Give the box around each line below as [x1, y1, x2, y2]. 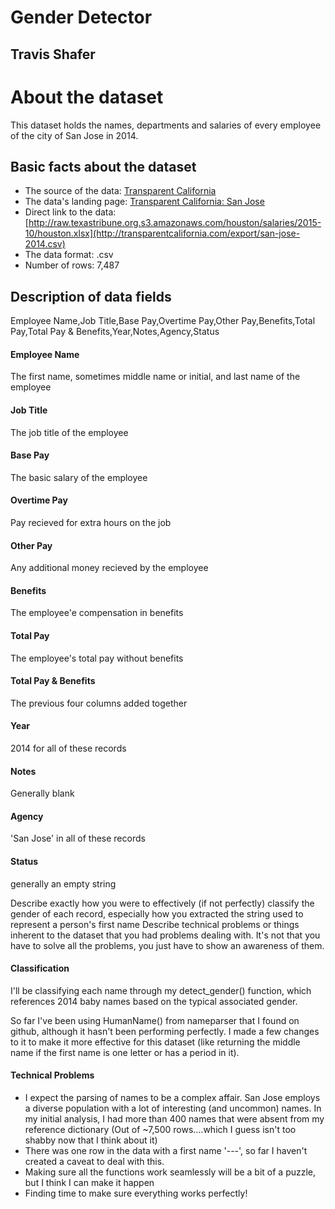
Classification [10, 962, 70, 975]
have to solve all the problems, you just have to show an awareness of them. [10, 939, 325, 951]
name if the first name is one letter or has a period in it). [10, 1046, 240, 1058]
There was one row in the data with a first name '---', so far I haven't [24, 1144, 308, 1156]
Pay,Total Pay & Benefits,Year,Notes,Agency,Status [10, 326, 220, 338]
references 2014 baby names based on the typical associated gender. [10, 995, 298, 1007]
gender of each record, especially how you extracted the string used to [10, 907, 304, 920]
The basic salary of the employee [10, 471, 148, 483]
